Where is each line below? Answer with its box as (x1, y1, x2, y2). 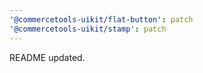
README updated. (9, 51, 86, 63)
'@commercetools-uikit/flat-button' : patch (9, 14, 194, 25)
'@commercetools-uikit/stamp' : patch (9, 24, 167, 34)
